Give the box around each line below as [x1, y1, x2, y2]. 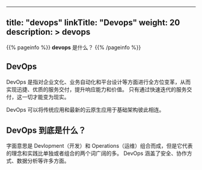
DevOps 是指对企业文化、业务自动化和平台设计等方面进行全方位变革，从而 [6, 78, 191, 85]
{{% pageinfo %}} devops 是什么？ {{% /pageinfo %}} [6, 43, 141, 51]
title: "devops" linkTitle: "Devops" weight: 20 [6, 17, 180, 28]
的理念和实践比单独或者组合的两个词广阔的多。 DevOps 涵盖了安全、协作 [6, 150, 188, 157]
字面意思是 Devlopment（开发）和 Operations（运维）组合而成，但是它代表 [6, 142, 194, 150]
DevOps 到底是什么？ [6, 126, 87, 136]
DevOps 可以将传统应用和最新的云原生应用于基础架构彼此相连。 [6, 106, 165, 113]
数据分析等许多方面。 [16, 157, 70, 165]
